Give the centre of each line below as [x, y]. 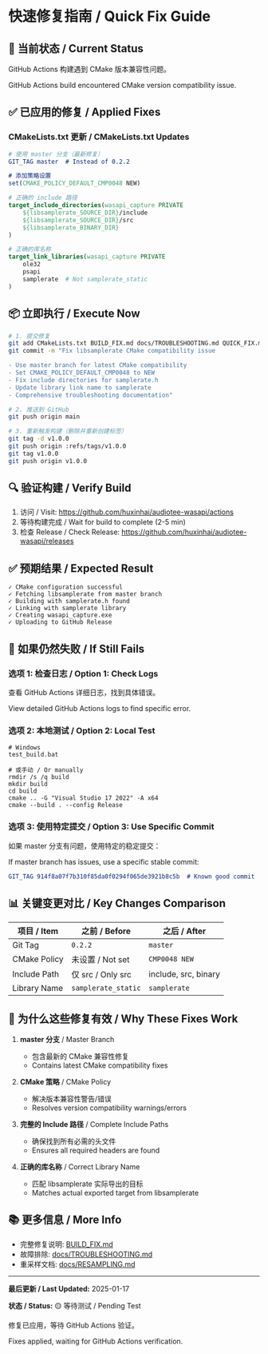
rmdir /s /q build [39, 777]
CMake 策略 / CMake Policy [65, 1082]
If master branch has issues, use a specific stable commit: [104, 861]
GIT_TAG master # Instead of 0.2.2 [69, 162]
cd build [23, 791]
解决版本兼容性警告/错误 [71, 1099]
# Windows [25, 748]
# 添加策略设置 [30, 176]
